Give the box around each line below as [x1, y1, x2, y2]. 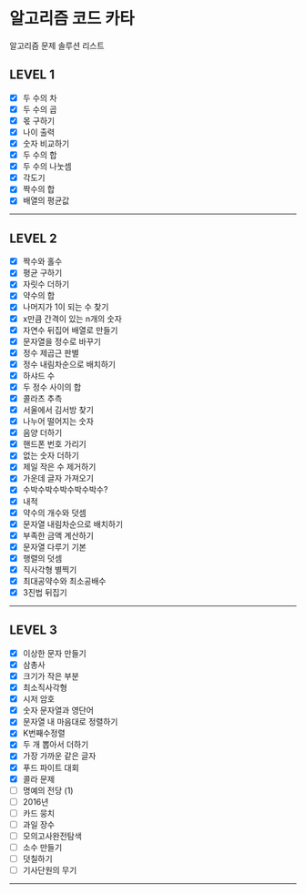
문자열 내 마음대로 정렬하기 [22, 716, 118, 727]
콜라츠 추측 [22, 392, 63, 403]
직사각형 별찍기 [22, 564, 77, 574]
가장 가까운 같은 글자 [22, 750, 97, 761]
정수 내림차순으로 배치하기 [22, 359, 117, 370]
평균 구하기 [22, 268, 63, 279]
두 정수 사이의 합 [22, 381, 82, 392]
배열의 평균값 [22, 195, 70, 206]
